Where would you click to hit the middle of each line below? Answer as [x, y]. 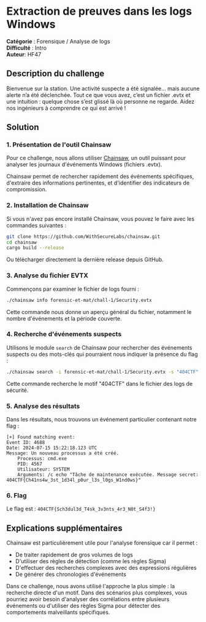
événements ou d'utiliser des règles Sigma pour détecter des [83, 606]
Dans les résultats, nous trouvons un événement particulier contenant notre [102, 419]
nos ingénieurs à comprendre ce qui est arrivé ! [66, 108]
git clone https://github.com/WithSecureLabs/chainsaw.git [83, 236]
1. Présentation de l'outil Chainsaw [59, 145]
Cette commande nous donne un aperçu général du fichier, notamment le [99, 312]
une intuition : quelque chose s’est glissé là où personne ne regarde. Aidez [101, 101]
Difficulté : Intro [27, 48]
